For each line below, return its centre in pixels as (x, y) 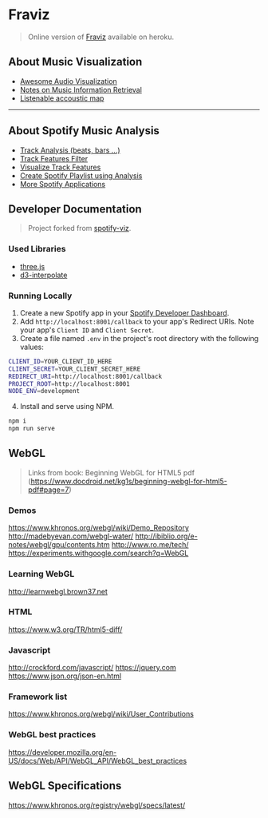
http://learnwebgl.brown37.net (58, 591)
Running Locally (40, 296)
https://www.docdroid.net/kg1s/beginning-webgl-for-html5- (129, 481)
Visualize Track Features (60, 167)
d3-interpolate (43, 275)
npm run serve (32, 429)
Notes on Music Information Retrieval (81, 89)
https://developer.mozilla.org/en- (63, 752)
